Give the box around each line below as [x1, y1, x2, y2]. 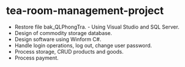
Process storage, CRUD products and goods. [14, 48, 124, 55]
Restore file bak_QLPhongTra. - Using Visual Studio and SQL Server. [14, 23, 180, 30]
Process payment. [14, 54, 59, 61]
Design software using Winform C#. [14, 36, 102, 43]
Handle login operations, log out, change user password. [14, 42, 152, 49]
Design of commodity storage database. [14, 29, 113, 36]
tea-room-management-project [6, 4, 164, 17]
